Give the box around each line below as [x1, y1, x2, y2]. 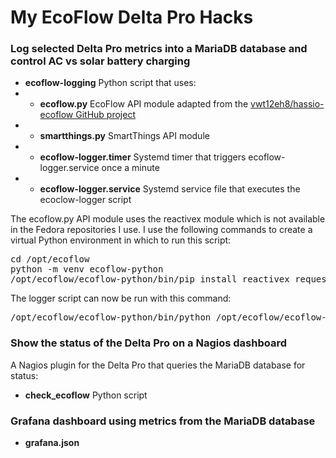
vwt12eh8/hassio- [250, 98, 325, 110]
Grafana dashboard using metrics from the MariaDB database [10, 414, 316, 428]
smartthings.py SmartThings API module [39, 130, 210, 142]
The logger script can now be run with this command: [10, 292, 232, 305]
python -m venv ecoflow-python [10, 264, 164, 275]
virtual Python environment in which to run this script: [10, 234, 232, 246]
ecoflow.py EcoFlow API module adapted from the [39, 98, 249, 110]
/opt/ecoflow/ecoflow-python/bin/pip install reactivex [10, 274, 290, 285]
